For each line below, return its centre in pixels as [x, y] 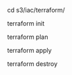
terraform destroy [32, 64]
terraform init [26, 23]
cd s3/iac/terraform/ [36, 10]
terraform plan [28, 37]
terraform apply [29, 50]
